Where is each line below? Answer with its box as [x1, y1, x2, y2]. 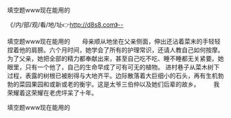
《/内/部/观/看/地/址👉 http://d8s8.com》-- [7, 21, 124, 29]
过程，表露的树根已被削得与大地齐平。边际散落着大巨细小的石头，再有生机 [7, 71, 218, 80]
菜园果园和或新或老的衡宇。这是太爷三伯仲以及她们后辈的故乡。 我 [19, 80, 220, 88]
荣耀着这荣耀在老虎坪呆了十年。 [7, 88, 98, 97]
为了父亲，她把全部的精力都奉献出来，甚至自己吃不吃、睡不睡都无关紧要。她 [7, 54, 224, 62]
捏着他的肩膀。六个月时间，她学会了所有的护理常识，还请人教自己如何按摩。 [7, 46, 224, 54]
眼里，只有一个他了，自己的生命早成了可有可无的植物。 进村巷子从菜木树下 [7, 63, 220, 71]
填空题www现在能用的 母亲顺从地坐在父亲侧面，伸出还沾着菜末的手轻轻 [7, 37, 221, 45]
